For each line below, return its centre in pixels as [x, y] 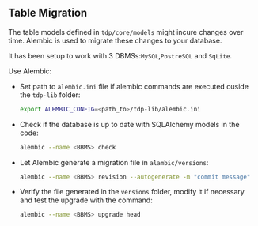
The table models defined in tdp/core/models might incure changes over [126, 32]
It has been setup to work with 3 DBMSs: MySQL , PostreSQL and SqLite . [120, 55]
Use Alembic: [30, 71]
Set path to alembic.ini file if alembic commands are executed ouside [134, 86]
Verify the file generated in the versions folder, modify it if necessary [132, 192]
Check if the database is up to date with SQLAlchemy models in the [129, 124]
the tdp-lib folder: [50, 95]
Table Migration [48, 13]
